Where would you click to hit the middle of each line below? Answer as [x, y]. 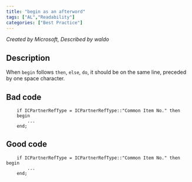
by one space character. [36, 79]
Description [28, 58]
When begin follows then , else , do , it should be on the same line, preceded [96, 72]
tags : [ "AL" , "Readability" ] [41, 17]
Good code [27, 144]
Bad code [24, 97]
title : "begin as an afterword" [46, 12]
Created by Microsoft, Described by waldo [58, 40]
